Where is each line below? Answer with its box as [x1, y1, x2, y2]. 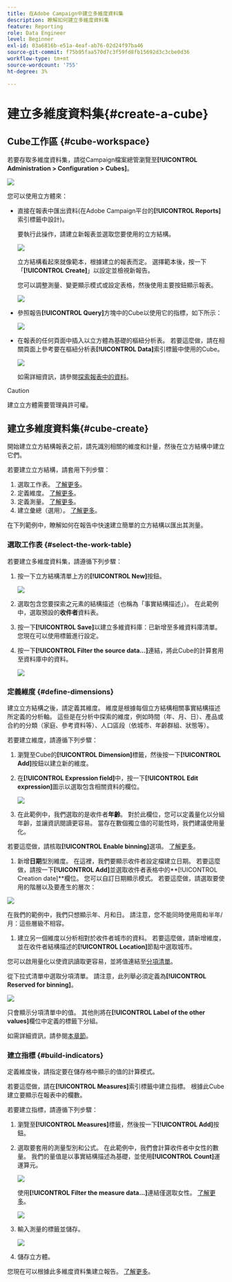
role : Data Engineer [7, 29, 67, 37]
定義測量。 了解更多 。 [17, 497, 80, 506]
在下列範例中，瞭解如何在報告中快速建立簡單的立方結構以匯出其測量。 [7, 521, 207, 529]
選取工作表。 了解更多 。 [17, 480, 86, 488]
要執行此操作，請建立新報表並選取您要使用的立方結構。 [17, 230, 175, 238]
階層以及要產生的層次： [29, 883, 97, 891]
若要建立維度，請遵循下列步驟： [7, 735, 98, 744]
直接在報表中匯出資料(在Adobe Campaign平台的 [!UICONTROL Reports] [17, 206, 221, 214]
